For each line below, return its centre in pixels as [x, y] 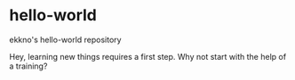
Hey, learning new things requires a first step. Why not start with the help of [148, 56]
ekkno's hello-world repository [65, 40]
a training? [28, 66]
